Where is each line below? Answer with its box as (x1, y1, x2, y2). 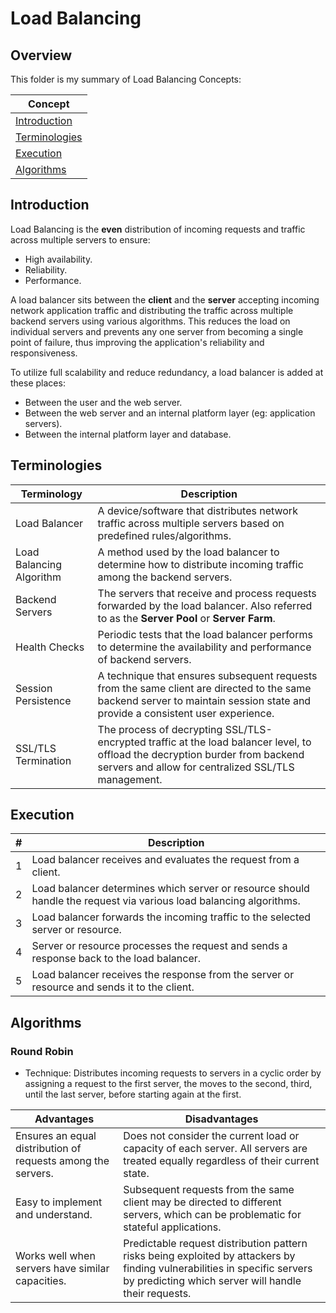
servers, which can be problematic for (123, 1208, 302, 1222)
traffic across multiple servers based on (97, 516, 285, 530)
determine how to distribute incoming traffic (97, 557, 304, 571)
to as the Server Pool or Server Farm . (97, 611, 276, 625)
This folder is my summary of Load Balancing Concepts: (10, 73, 242, 85)
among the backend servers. (97, 570, 233, 584)
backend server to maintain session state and (97, 693, 312, 707)
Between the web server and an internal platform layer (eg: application (24, 407, 316, 419)
